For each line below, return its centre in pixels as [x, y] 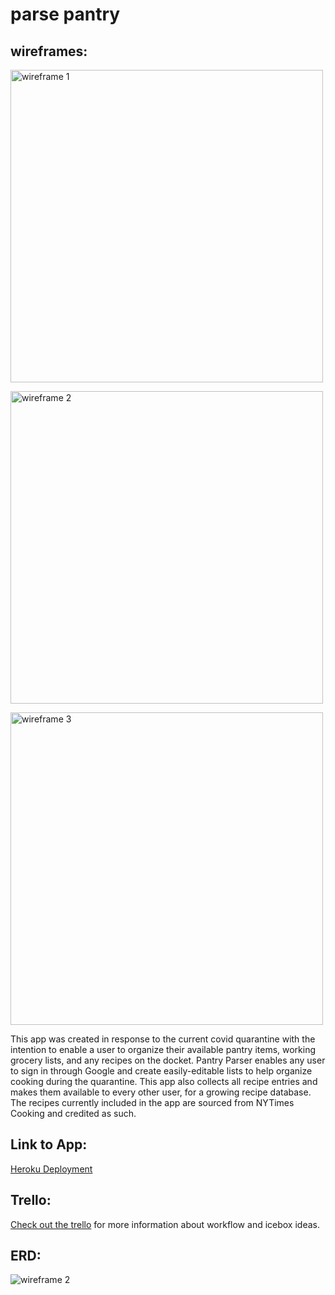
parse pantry [65, 14]
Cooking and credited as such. [73, 1113]
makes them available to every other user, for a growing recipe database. [161, 1092]
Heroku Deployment [51, 1169]
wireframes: [49, 51]
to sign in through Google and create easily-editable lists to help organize [161, 1071]
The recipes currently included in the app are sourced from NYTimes [152, 1102]
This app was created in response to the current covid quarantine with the [163, 1039]
